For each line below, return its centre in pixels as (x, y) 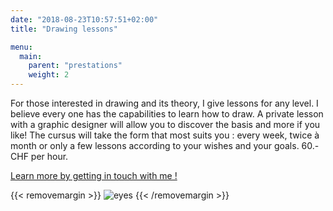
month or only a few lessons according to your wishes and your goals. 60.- (165, 145)
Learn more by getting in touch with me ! (94, 175)
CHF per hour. (39, 156)
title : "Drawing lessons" (64, 29)
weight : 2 (49, 75)
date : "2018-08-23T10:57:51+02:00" (84, 19)
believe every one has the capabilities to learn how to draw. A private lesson (167, 114)
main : (31, 56)
